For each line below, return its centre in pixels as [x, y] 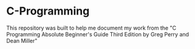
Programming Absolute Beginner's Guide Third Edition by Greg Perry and [98, 34]
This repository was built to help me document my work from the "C [91, 28]
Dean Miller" [22, 41]
